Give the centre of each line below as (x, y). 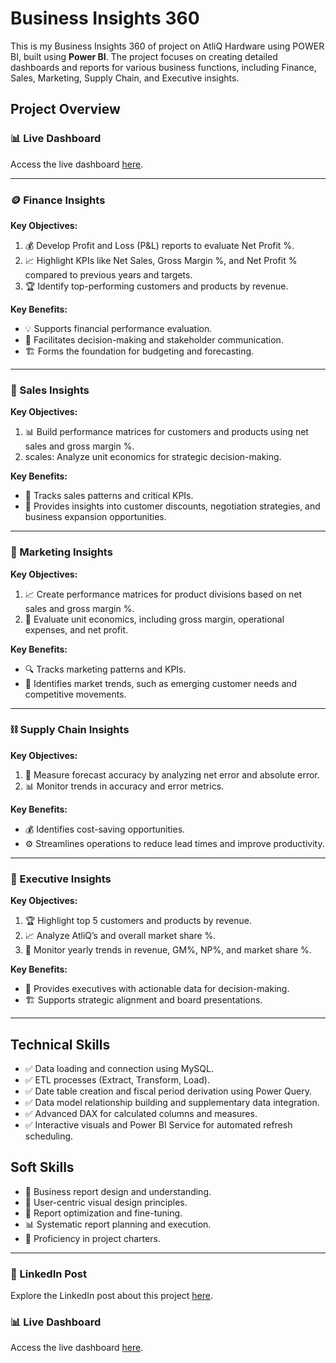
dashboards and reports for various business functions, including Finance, (163, 67)
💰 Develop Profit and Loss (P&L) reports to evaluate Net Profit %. (159, 245)
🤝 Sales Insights (50, 390)
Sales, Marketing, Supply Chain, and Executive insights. (125, 78)
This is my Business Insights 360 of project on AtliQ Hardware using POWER (167, 46)
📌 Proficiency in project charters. (92, 1238)
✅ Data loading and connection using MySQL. (119, 1068)
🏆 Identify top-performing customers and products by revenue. (156, 286)
